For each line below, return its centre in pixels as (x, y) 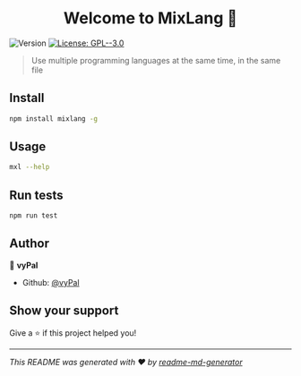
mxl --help (30, 167)
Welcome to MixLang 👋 (150, 18)
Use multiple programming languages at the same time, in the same (156, 60)
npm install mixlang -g (54, 119)
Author (29, 244)
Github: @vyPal (51, 282)
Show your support (64, 311)
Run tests (36, 195)
